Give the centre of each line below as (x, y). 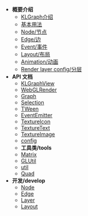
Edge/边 (31, 39)
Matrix (29, 154)
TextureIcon (36, 121)
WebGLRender (39, 90)
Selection (32, 102)
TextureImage (38, 134)
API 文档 (22, 77)
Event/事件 (34, 47)
